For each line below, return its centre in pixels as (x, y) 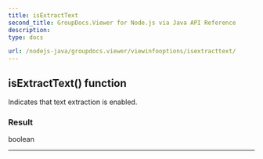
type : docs (26, 37)
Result (21, 122)
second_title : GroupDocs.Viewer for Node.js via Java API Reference (122, 23)
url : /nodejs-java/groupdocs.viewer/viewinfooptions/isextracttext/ (122, 52)
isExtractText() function (67, 83)
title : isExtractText (43, 15)
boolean (22, 139)
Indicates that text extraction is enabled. (73, 102)
